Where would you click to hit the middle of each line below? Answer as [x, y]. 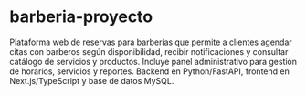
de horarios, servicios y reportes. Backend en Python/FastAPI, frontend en [149, 71]
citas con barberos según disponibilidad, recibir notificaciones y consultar [149, 51]
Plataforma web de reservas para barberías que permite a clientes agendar [151, 42]
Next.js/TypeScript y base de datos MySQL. [92, 80]
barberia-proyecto [81, 17]
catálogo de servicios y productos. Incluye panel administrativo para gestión [153, 61]
